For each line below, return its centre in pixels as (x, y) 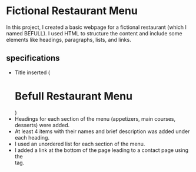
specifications (33, 58)
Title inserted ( (32, 72)
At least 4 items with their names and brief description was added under (102, 131)
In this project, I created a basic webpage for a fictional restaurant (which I (97, 27)
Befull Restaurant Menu (74, 96)
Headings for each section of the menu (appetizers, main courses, (95, 118)
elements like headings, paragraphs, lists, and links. (69, 39)
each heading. (32, 137)
